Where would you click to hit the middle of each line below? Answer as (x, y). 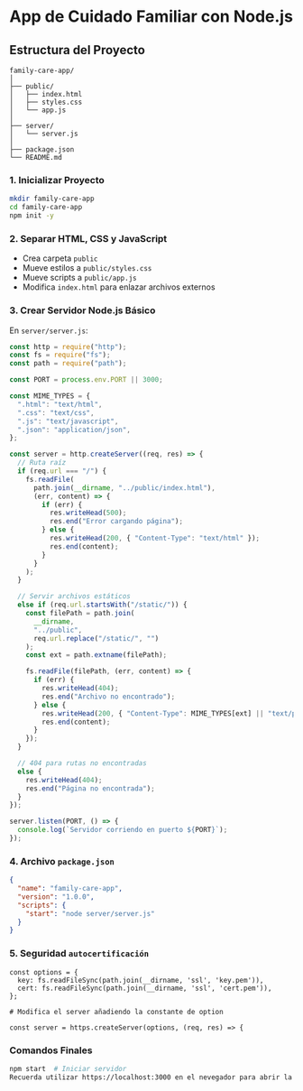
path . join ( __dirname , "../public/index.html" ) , (124, 488)
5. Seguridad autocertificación (79, 954)
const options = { (44, 972)
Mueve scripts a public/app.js (79, 278)
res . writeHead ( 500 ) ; (88, 513)
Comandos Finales (51, 1050)
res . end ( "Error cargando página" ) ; (116, 522)
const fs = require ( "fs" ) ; (60, 355)
